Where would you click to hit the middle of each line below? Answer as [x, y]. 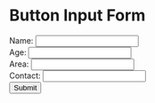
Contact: [25, 75]
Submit [25, 87]
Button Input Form [77, 16]
